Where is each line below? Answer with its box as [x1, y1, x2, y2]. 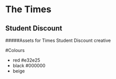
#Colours [5, 47, 25, 53]
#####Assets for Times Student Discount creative [5, 37, 111, 43]
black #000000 [12, 63, 46, 68]
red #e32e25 [12, 57, 40, 63]
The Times [5, 4, 52, 15]
